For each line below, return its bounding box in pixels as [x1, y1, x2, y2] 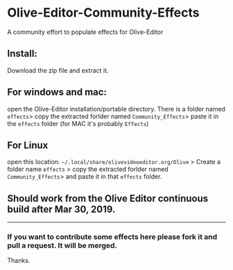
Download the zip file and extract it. [7, 66, 109, 74]
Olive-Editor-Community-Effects [7, 5, 200, 21]
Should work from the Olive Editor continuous [7, 192, 209, 204]
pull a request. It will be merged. [7, 241, 118, 251]
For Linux [7, 139, 49, 151]
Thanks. [7, 256, 31, 264]
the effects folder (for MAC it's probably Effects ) [7, 119, 149, 127]
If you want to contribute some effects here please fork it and [7, 232, 217, 242]
